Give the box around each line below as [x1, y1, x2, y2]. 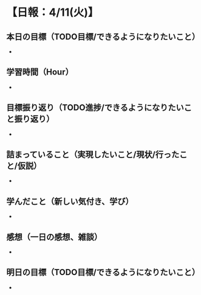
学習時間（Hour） [6, 67, 74, 78]
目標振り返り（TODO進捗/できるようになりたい [6, 102, 184, 113]
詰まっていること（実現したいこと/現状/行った [6, 150, 180, 160]
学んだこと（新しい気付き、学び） [6, 196, 134, 207]
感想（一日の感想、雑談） [6, 231, 102, 242]
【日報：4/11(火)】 [6, 5, 99, 19]
